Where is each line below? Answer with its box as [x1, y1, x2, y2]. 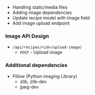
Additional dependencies [5, 62, 67, 69]
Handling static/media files [12, 4, 68, 10]
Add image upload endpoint [12, 20, 70, 26]
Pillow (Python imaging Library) [12, 73, 77, 79]
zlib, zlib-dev [19, 78, 47, 84]
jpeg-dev [19, 83, 39, 89]
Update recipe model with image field [12, 15, 90, 20]
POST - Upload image [19, 49, 62, 55]
